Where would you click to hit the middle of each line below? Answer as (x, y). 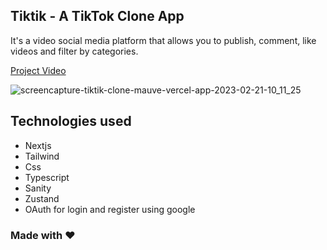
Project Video (38, 70)
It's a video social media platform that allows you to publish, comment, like (163, 40)
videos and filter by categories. (74, 51)
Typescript (47, 177)
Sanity (38, 188)
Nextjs (38, 145)
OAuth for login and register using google (110, 209)
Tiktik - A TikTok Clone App (97, 16)
